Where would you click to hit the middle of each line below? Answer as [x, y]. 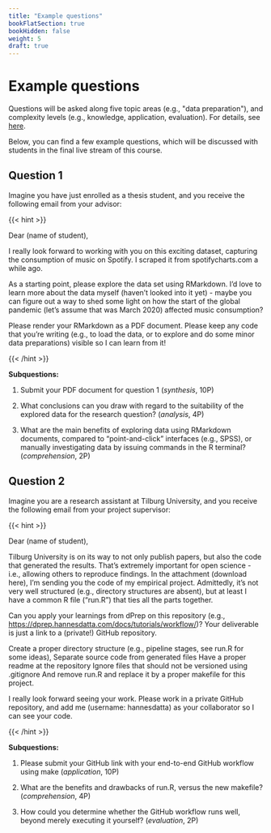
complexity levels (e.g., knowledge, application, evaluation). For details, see [134, 118]
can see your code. [40, 715]
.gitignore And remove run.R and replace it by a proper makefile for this [127, 674]
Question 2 [37, 481]
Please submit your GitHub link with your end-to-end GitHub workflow [137, 762]
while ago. [25, 268]
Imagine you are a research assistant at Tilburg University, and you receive [133, 500]
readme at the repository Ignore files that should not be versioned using [128, 665]
